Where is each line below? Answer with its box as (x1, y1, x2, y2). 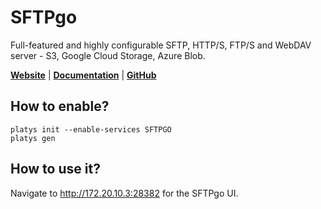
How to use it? (10, 161, 101, 178)
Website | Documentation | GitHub (10, 69, 157, 81)
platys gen (10, 133, 56, 143)
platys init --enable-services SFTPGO (10, 124, 172, 135)
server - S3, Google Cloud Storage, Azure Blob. (10, 49, 206, 61)
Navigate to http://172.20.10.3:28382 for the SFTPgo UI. (10, 187, 239, 199)
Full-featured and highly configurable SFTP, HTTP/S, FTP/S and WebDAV (10, 39, 312, 51)
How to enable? (10, 98, 110, 115)
